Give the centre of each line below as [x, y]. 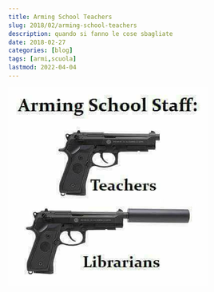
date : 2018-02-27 [37, 42]
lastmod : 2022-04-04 [43, 68]
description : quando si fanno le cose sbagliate [91, 34]
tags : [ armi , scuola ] [43, 59]
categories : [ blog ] [41, 51]
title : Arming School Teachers [60, 17]
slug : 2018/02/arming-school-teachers [73, 25]
